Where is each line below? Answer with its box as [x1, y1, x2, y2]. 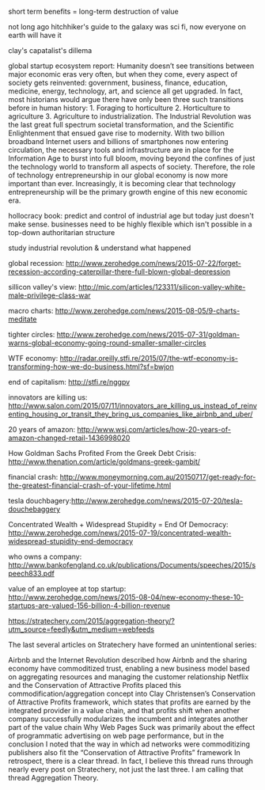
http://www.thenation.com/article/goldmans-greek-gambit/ [8, 457, 200, 466]
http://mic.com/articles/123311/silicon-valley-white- [78, 283, 246, 291]
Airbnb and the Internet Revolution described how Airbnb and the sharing [8, 655, 248, 664]
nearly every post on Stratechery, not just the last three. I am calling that [8, 765, 244, 774]
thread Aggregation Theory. [8, 773, 99, 782]
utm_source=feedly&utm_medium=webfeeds [8, 625, 155, 634]
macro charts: [8, 306, 54, 315]
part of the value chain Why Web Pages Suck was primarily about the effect [8, 723, 256, 731]
